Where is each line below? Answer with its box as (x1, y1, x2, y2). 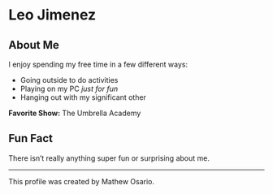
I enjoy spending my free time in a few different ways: (8, 59, 188, 69)
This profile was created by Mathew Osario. (8, 176, 155, 186)
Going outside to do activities (19, 75, 119, 84)
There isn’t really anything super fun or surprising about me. (8, 153, 210, 163)
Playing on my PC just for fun (19, 84, 119, 93)
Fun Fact (8, 131, 53, 145)
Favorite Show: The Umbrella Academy (8, 108, 141, 118)
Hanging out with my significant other (19, 93, 146, 102)
